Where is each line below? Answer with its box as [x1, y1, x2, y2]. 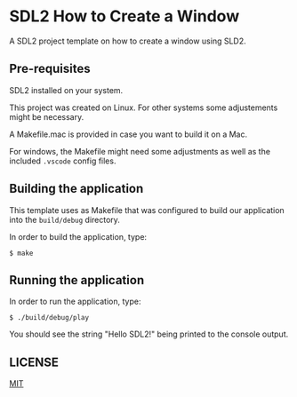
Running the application [9, 273, 145, 288]
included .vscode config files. [9, 155, 116, 166]
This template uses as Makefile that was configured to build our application [9, 204, 285, 215]
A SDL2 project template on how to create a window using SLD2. [9, 36, 246, 46]
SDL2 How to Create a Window [9, 6, 240, 27]
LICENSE [9, 354, 60, 369]
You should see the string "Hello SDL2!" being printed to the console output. [9, 329, 289, 339]
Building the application [9, 181, 144, 196]
